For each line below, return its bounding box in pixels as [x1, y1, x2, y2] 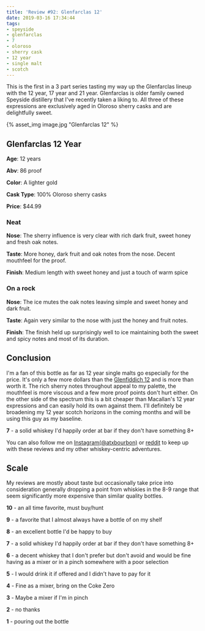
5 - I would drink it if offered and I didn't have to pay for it [6, 570, 151, 578]
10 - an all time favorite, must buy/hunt [6, 504, 104, 512]
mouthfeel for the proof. [6, 257, 67, 264]
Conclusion [6, 353, 51, 363]
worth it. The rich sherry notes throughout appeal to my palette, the [6, 382, 176, 390]
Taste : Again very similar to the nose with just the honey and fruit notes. [6, 316, 188, 324]
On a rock [6, 284, 35, 292]
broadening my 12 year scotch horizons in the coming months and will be [6, 408, 191, 415]
